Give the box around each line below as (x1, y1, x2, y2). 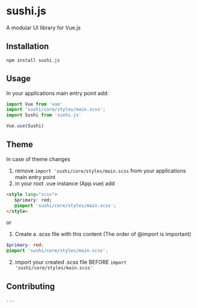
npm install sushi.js (6, 57, 60, 64)
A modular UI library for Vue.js (6, 24, 81, 31)
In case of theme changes (6, 155, 71, 162)
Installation (6, 41, 49, 52)
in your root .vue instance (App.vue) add (14, 180, 115, 187)
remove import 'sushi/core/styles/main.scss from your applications (14, 167, 186, 174)
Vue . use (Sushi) (6, 123, 44, 129)
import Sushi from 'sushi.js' (6, 112, 82, 118)
